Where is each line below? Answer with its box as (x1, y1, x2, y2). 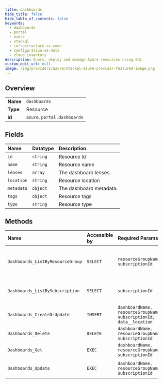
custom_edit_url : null (5, 61, 51, 66)
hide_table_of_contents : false (5, 16, 68, 21)
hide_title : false (5, 12, 42, 17)
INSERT (86, 312, 102, 318)
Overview (5, 84, 35, 93)
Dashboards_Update (7, 365, 50, 371)
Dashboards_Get (7, 347, 43, 353)
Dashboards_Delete (7, 331, 50, 337)
